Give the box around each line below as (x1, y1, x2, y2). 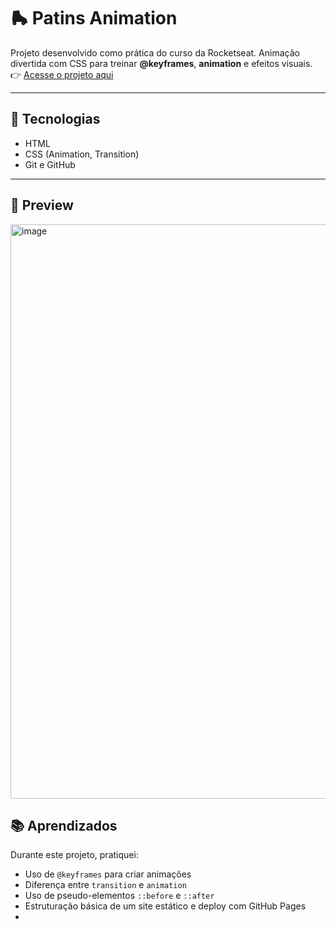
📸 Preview (10, 197, 74, 214)
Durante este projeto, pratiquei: (10, 849, 139, 861)
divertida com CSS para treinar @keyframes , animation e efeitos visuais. (10, 57, 313, 69)
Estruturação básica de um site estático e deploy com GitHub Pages (24, 900, 307, 912)
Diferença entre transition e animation (24, 879, 187, 891)
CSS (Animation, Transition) (24, 148, 140, 160)
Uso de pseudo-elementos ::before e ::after (24, 890, 215, 902)
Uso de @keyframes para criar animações (24, 868, 192, 880)
